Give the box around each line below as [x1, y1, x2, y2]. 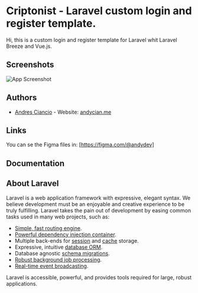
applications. [6, 280, 37, 287]
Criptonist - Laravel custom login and [6, 4, 192, 18]
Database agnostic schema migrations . [14, 250, 111, 257]
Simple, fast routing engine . [14, 224, 82, 231]
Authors [6, 93, 37, 103]
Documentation [6, 158, 65, 168]
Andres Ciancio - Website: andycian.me [14, 108, 112, 115]
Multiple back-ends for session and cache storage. [14, 237, 139, 244]
